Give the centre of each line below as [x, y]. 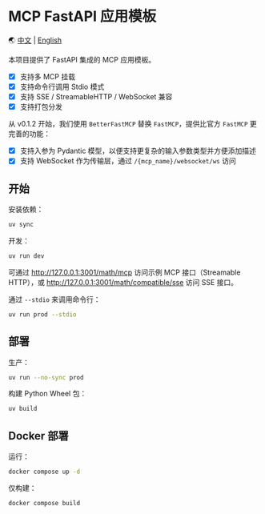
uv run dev [26, 256]
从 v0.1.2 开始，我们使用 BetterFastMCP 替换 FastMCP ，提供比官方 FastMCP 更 [133, 124]
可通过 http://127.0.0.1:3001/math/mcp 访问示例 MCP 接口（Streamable [124, 272]
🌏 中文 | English [35, 40]
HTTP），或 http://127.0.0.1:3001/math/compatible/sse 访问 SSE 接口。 [123, 282]
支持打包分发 [41, 107]
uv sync [21, 225]
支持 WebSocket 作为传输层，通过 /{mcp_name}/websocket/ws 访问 [128, 161]
